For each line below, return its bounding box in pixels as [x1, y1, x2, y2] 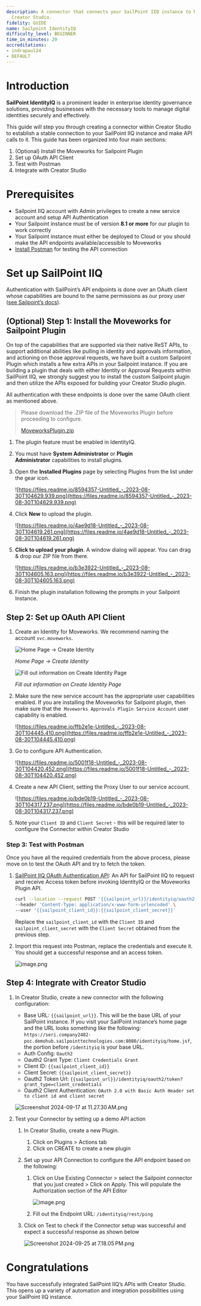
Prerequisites [6, 187, 75, 201]
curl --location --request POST [14, 896, 96, 902]
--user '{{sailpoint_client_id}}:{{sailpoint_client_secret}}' [14, 908, 176, 914]
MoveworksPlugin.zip [20, 427, 74, 434]
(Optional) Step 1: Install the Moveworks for [6, 316, 172, 326]
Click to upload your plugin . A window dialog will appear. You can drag [14, 546, 191, 553]
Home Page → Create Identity [14, 657, 89, 665]
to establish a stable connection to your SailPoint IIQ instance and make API [6, 129, 193, 136]
